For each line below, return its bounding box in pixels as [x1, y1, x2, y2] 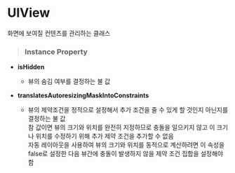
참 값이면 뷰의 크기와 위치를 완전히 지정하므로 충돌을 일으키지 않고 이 [27, 123, 215, 132]
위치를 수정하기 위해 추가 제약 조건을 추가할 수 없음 [35, 132, 174, 141]
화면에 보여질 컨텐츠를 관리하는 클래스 [7, 29, 111, 37]
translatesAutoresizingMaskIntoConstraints [17, 91, 149, 99]
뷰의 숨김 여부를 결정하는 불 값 [27, 77, 111, 85]
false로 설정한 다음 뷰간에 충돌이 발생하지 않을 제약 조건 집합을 [27, 149, 199, 158]
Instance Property [24, 47, 88, 57]
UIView [7, 5, 51, 21]
